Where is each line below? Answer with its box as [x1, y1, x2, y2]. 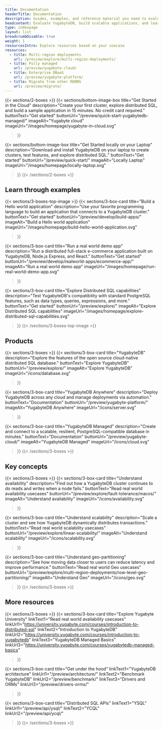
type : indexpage [5, 25, 38, 30]
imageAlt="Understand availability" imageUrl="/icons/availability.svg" [5, 496, 145, 502]
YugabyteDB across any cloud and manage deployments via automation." [5, 394, 152, 400]
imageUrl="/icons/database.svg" [5, 371, 71, 376]
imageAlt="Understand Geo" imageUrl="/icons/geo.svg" [32, 574, 146, 580]
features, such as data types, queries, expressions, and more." [5, 298, 130, 304]
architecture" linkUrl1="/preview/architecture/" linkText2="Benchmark [5, 671, 145, 677]
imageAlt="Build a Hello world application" [5, 219, 90, 225]
